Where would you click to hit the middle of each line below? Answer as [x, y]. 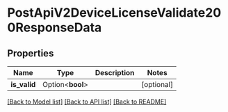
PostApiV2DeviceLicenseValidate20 [114, 13]
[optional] [157, 85]
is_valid [23, 85]
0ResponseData [55, 27]
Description [115, 73]
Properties [31, 53]
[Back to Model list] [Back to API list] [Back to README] [87, 102]
